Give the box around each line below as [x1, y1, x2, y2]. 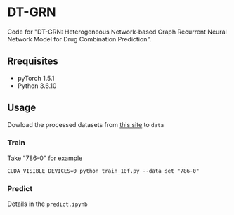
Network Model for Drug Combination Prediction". [7, 34, 152, 43]
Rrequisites [7, 56, 58, 67]
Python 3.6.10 [17, 82, 57, 90]
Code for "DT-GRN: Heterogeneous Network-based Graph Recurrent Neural [7, 27, 227, 36]
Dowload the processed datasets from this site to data [7, 120, 164, 129]
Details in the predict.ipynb [7, 200, 88, 208]
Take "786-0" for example [7, 154, 83, 162]
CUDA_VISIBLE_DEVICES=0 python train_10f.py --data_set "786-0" [7, 167, 200, 174]
